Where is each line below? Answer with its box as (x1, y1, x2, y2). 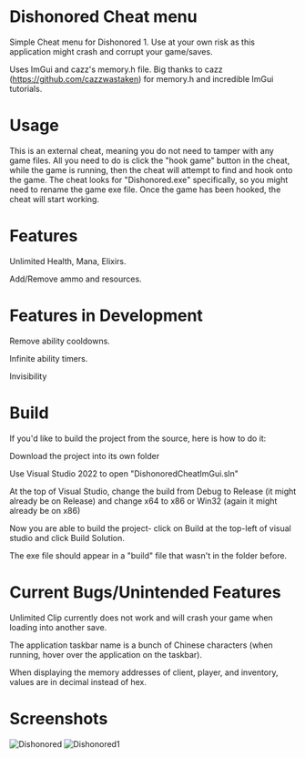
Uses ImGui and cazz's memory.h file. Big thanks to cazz (9, 64, 223, 75)
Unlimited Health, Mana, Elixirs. (9, 255, 127, 266)
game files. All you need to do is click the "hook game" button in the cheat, (9, 155, 290, 166)
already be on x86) (9, 505, 81, 516)
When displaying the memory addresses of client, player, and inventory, (9, 667, 280, 678)
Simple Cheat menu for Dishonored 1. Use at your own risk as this (9, 36, 255, 47)
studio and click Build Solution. (9, 532, 126, 543)
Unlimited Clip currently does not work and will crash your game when (9, 612, 273, 623)
